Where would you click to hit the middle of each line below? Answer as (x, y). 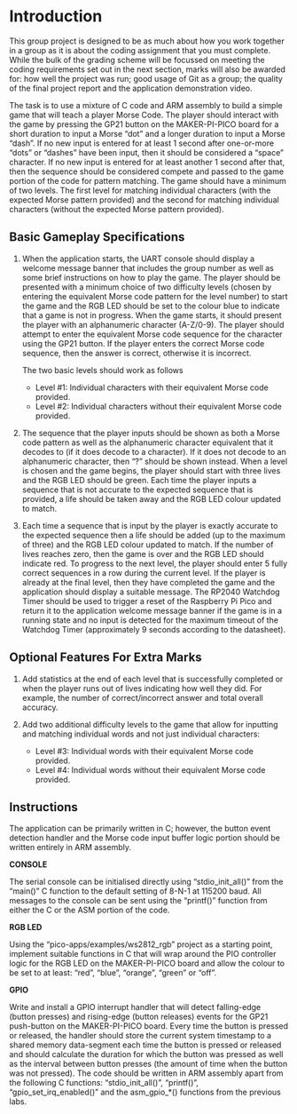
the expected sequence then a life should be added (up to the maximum (153, 535)
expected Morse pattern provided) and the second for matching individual (144, 199)
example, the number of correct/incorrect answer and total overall (142, 697)
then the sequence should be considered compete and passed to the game (147, 171)
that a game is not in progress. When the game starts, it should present (152, 315)
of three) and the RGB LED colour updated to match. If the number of (148, 545)
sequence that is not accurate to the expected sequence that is (137, 489)
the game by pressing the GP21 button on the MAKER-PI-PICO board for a (144, 124)
